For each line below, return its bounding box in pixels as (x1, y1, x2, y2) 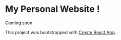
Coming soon (5, 20, 33, 26)
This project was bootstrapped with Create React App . (5, 29, 117, 35)
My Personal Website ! (5, 3, 100, 15)
